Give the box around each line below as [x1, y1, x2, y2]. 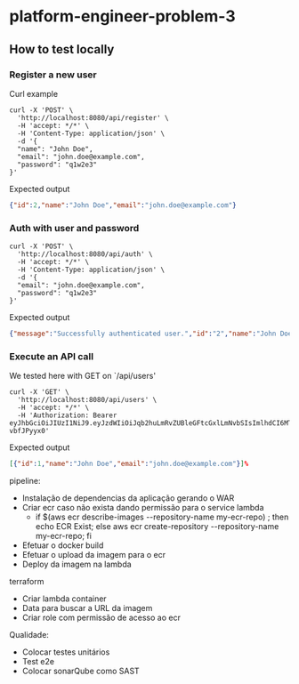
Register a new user [9, 68, 97, 81]
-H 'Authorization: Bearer [17, 411, 117, 420]
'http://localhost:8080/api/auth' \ [17, 250, 153, 259]
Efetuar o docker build [21, 540, 104, 551]
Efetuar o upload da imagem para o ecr [21, 550, 166, 560]
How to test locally [9, 42, 115, 57]
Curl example [9, 88, 59, 99]
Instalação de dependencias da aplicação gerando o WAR [21, 493, 235, 503]
